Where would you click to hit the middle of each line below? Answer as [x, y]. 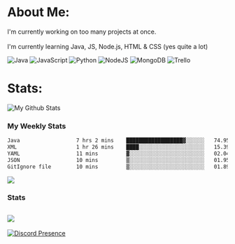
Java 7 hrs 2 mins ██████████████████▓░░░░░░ [106, 141]
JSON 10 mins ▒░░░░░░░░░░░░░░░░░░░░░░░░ [106, 160]
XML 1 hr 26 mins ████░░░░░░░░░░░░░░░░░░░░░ [106, 147]
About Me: [38, 12]
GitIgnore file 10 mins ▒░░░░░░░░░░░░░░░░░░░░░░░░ [106, 167]
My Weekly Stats [37, 126]
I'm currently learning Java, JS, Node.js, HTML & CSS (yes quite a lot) [108, 46]
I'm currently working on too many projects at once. [82, 32]
